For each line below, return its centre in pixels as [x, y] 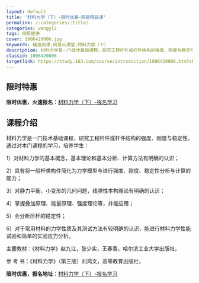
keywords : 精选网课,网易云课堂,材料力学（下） [57, 45]
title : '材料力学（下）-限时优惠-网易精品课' [56, 17]
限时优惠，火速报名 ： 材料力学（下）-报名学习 [62, 102]
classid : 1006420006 [32, 56]
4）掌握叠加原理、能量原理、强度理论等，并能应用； [70, 203]
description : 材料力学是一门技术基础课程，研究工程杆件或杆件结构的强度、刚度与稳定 [98, 50]
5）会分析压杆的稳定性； [36, 216]
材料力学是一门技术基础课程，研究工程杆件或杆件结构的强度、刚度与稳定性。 [99, 138]
